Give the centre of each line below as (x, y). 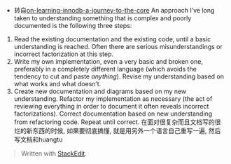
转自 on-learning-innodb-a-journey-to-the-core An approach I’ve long (114, 10)
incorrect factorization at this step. (64, 54)
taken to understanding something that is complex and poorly (103, 18)
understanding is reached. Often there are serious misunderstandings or (118, 47)
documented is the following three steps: (73, 26)
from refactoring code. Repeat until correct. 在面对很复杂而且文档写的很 (117, 122)
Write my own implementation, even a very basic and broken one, (108, 61)
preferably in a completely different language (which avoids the (105, 69)
